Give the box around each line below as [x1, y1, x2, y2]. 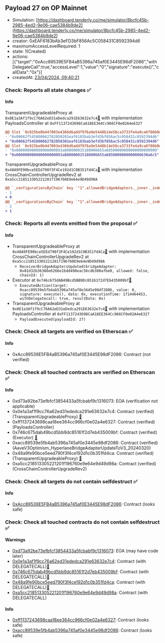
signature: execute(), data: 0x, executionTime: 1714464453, [19, 292, 147, 297]
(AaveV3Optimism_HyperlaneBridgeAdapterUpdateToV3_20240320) [12, 445, 151, 451]
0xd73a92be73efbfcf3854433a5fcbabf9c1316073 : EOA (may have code [12, 548, 159, 554]
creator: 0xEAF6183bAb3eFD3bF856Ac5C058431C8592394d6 [12, 38, 140, 44]
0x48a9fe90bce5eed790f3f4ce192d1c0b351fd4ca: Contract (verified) [12, 450, 154, 456]
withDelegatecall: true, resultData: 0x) [19, 296, 106, 301]
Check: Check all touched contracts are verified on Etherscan [5, 368, 155, 375]
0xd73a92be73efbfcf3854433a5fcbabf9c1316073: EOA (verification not [12, 398, 158, 404]
